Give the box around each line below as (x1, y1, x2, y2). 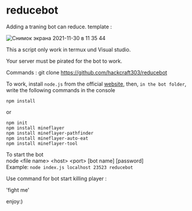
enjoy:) (6, 197, 23, 204)
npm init (6, 119, 28, 126)
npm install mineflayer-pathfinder (6, 130, 94, 136)
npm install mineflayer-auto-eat (6, 135, 89, 141)
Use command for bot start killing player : (6, 175, 107, 182)
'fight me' (6, 186, 30, 193)
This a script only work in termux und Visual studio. (6, 46, 131, 53)
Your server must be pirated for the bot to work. (6, 57, 123, 64)
